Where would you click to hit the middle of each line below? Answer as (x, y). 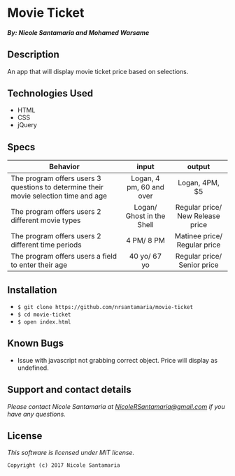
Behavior (64, 167)
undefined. (33, 368)
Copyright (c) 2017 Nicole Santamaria (64, 466)
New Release (199, 216)
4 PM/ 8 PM (145, 240)
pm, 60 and (145, 187)
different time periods (46, 245)
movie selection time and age (59, 196)
